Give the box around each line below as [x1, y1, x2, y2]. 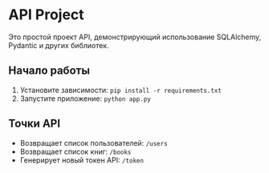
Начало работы [8, 64, 91, 78]
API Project [8, 6, 84, 24]
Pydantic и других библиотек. [8, 40, 109, 50]
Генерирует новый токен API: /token [19, 155, 145, 165]
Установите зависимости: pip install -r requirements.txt [19, 85, 222, 95]
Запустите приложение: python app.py [19, 94, 151, 103]
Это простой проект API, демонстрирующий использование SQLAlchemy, [8, 32, 262, 42]
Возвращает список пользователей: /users [19, 138, 168, 147]
